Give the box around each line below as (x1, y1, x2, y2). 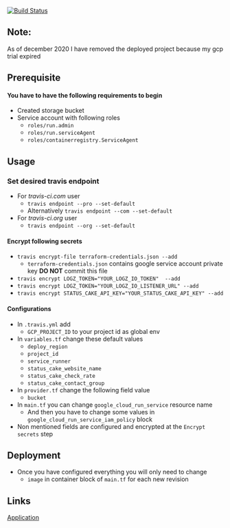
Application (7, 514, 40, 522)
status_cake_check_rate (27, 372, 96, 379)
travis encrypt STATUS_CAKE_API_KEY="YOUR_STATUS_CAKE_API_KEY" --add (16, 290, 224, 297)
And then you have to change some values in (27, 408, 155, 416)
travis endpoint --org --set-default (27, 222, 136, 230)
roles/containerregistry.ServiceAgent (27, 137, 139, 144)
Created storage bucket (16, 107, 84, 115)
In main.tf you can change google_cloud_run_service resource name (16, 400, 213, 409)
